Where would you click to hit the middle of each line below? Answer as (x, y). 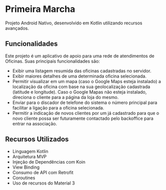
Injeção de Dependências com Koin (49, 162)
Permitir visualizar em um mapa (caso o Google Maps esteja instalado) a (86, 81)
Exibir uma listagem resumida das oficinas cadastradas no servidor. (82, 71)
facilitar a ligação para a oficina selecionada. (58, 107)
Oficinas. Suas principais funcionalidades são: (53, 61)
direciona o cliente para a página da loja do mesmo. (65, 97)
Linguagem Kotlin (30, 151)
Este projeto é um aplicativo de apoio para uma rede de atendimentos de (80, 56)
